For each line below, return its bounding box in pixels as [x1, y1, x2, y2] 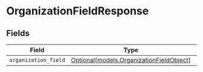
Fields [6, 28, 30, 38]
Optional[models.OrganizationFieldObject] [71, 56, 192, 64]
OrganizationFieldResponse [6, 4, 149, 18]
